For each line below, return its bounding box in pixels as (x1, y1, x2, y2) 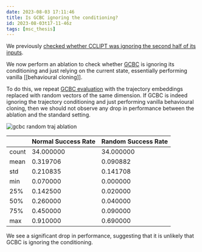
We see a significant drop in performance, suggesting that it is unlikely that (6, 232, 194, 240)
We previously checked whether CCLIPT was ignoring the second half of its (6, 43, 196, 50)
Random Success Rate (101, 137, 169, 146)
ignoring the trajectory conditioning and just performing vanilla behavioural (6, 98, 194, 106)
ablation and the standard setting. (6, 111, 91, 118)
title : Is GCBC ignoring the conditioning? (6, 15, 119, 21)
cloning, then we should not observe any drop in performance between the (6, 104, 195, 112)
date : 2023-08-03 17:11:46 (6, 9, 75, 15)
